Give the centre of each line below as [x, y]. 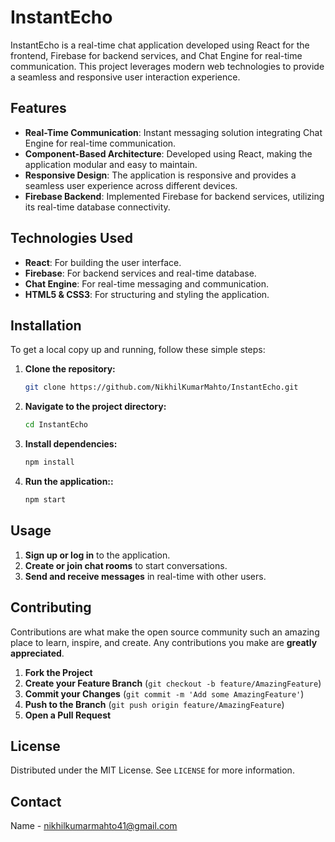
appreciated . [37, 653]
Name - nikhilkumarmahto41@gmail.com [94, 826]
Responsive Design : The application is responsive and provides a [160, 175]
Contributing [51, 607]
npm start [45, 500]
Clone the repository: [70, 369]
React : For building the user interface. [103, 262]
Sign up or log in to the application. [97, 555]
